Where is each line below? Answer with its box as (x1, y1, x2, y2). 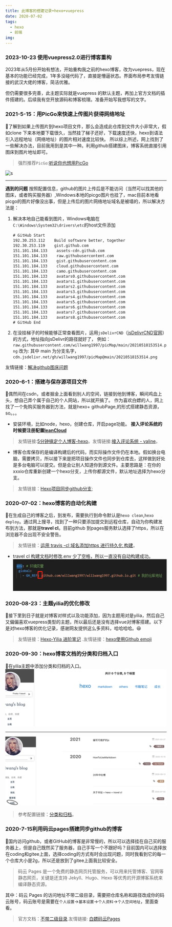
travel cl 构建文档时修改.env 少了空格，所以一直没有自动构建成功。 (12, 553, 154, 560)
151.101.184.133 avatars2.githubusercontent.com (12, 284, 125, 289)
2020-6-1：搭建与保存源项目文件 (5, 378, 88, 385)
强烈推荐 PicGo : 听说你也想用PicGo (17, 159, 89, 166)
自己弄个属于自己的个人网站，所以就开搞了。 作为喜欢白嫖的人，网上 (18, 397, 164, 403)
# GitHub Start (12, 233, 46, 238)
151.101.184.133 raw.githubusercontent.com (12, 253, 114, 258)
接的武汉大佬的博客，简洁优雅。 (5, 79, 73, 86)
